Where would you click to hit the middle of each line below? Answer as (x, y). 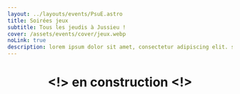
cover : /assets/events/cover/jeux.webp (67, 34)
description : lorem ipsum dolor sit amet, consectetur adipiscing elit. (118, 47)
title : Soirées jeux (38, 21)
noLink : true (27, 41)
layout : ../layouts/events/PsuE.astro (65, 14)
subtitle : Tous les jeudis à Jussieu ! (67, 27)
